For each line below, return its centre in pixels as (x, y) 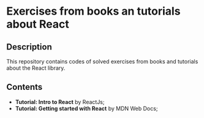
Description (29, 47)
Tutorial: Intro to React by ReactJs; (60, 101)
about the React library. (36, 68)
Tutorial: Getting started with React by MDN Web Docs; (86, 108)
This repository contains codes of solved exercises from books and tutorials (102, 61)
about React (38, 24)
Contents (25, 87)
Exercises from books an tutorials (93, 11)
